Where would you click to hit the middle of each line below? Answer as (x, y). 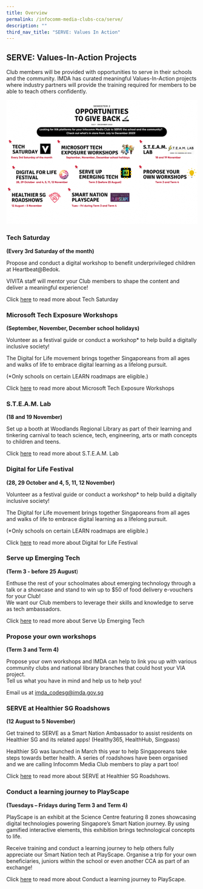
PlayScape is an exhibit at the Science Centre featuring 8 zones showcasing (101, 817)
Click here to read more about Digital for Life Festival (72, 542)
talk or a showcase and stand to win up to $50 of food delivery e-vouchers (100, 590)
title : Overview (27, 13)
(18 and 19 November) (34, 417)
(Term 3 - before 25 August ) (42, 571)
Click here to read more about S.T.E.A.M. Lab (63, 454)
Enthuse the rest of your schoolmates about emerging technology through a (101, 583)
